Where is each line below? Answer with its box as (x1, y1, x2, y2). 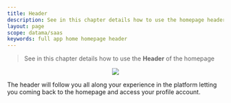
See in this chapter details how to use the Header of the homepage (23, 54, 215, 62)
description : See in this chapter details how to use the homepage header (7, 16, 226, 23)
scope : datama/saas (7, 29, 63, 36)
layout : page (7, 23, 45, 30)
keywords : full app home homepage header (7, 36, 128, 43)
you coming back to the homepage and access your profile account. (7, 88, 201, 96)
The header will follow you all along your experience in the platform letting (7, 80, 217, 89)
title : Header (7, 10, 48, 17)
